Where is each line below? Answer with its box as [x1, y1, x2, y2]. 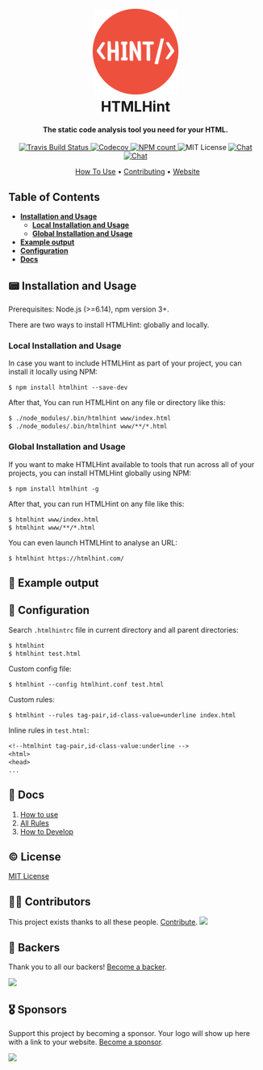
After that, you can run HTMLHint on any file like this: [8, 499, 185, 508]
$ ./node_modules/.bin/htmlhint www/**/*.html [8, 423, 168, 431]
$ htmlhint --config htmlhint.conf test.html [8, 680, 164, 688]
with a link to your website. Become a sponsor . [8, 1037, 164, 1047]
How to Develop [19, 826, 74, 836]
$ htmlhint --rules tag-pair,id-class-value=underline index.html [8, 711, 236, 719]
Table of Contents [8, 190, 101, 204]
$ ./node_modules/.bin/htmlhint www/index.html [8, 415, 172, 423]
